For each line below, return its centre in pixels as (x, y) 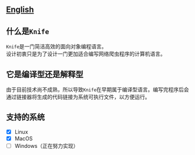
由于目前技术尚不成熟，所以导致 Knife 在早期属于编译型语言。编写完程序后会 (97, 90)
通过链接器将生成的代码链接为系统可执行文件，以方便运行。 (78, 97)
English (20, 10)
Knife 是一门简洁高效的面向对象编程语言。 (56, 47)
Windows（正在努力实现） (46, 146)
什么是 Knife (28, 31)
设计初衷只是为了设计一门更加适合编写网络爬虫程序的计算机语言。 (86, 54)
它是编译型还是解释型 (45, 74)
